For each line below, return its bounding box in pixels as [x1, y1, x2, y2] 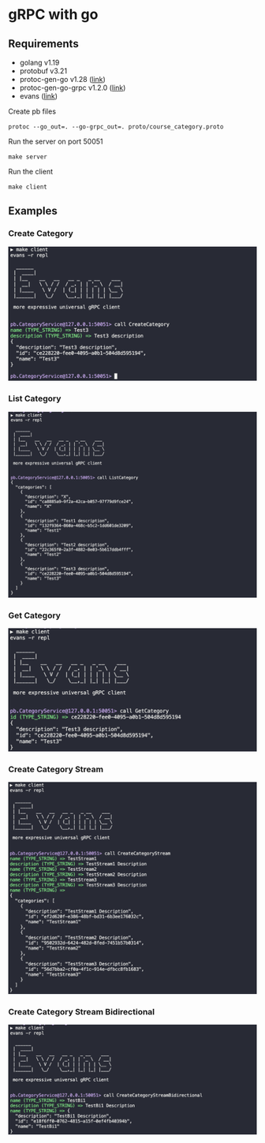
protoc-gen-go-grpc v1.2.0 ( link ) [19, 83, 126, 92]
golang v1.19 [19, 58, 60, 67]
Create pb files [8, 106, 57, 116]
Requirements [8, 37, 79, 50]
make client [8, 183, 47, 191]
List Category [8, 393, 62, 404]
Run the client [8, 167, 54, 176]
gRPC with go [8, 6, 99, 24]
